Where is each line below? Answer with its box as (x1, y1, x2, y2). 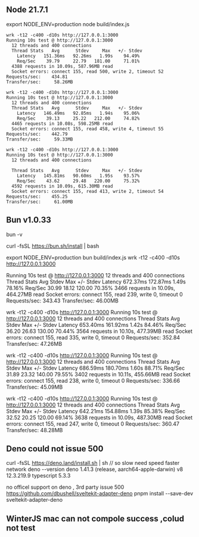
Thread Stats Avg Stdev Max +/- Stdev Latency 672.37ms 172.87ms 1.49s (6, 278, 186, 285)
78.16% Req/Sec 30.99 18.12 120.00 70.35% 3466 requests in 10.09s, (6, 284, 176, 291)
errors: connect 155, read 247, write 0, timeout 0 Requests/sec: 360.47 (6, 420, 180, 427)
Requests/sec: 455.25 (6, 193, 68, 199)
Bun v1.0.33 (6, 215, 52, 225)
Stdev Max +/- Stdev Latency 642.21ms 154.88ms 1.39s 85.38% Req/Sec (6, 407, 186, 414)
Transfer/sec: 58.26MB (6, 79, 73, 85)
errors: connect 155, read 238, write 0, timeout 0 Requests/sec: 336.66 (6, 377, 181, 384)
